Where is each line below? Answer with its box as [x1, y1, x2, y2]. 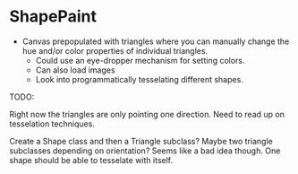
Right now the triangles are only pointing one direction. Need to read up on [9, 109, 285, 119]
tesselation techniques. [9, 118, 96, 129]
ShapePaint [9, 6, 97, 27]
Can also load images [35, 65, 115, 75]
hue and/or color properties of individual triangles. [21, 45, 209, 56]
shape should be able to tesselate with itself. [9, 154, 173, 165]
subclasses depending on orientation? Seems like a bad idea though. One [9, 145, 281, 156]
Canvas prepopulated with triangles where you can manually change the [21, 36, 290, 47]
